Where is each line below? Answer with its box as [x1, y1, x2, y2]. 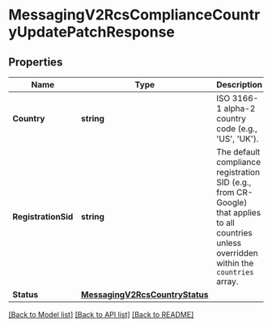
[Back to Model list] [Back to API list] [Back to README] [8, 310, 194, 319]
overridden [216, 248, 259, 258]
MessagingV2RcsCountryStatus [80, 289, 209, 300]
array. [216, 276, 239, 287]
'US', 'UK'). [216, 134, 259, 144]
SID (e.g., [216, 176, 252, 188]
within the [216, 257, 254, 269]
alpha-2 [223, 103, 256, 114]
